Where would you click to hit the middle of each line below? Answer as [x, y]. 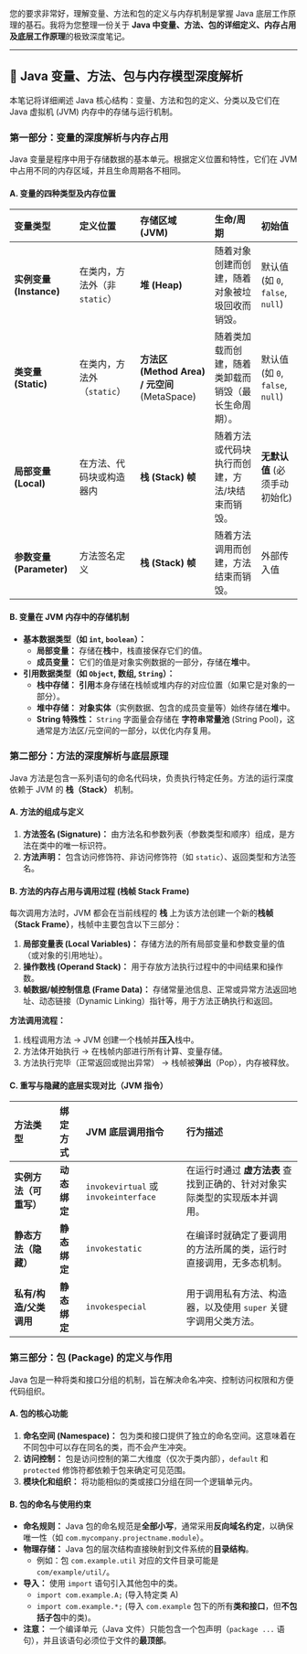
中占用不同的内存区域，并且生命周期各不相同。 [97, 171]
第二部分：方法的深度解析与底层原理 [89, 756]
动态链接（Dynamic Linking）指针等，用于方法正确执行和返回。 [158, 1001]
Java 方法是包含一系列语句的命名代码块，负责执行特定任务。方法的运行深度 [152, 778]
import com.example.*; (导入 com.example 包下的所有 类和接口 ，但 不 [163, 1606]
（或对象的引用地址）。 [65, 955]
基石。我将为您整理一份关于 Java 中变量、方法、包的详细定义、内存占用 [161, 25]
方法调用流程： [37, 1020]
